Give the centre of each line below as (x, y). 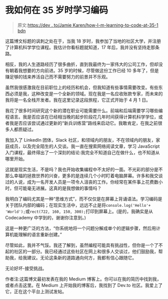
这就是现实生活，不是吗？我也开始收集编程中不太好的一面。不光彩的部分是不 (84, 169)
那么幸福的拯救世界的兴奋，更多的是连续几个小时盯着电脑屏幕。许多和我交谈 (84, 175)
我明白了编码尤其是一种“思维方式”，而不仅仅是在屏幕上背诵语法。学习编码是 (84, 199)
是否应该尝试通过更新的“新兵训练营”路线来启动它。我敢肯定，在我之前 (86, 123)
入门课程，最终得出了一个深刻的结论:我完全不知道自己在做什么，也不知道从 (82, 152)
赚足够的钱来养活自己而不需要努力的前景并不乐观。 (58, 77)
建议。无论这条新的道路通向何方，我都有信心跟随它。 (81, 257)
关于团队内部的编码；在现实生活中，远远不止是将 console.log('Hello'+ (78, 205)
